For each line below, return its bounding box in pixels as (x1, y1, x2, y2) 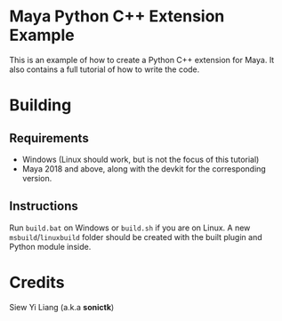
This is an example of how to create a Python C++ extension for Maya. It (9, 54, 275, 65)
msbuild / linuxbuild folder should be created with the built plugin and (9, 231, 262, 242)
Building (9, 95, 72, 116)
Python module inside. (9, 241, 92, 252)
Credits (9, 272, 65, 293)
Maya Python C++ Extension (9, 6, 225, 27)
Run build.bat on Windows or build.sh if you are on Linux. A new (9, 222, 251, 233)
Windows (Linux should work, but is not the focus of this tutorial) (21, 154, 260, 165)
